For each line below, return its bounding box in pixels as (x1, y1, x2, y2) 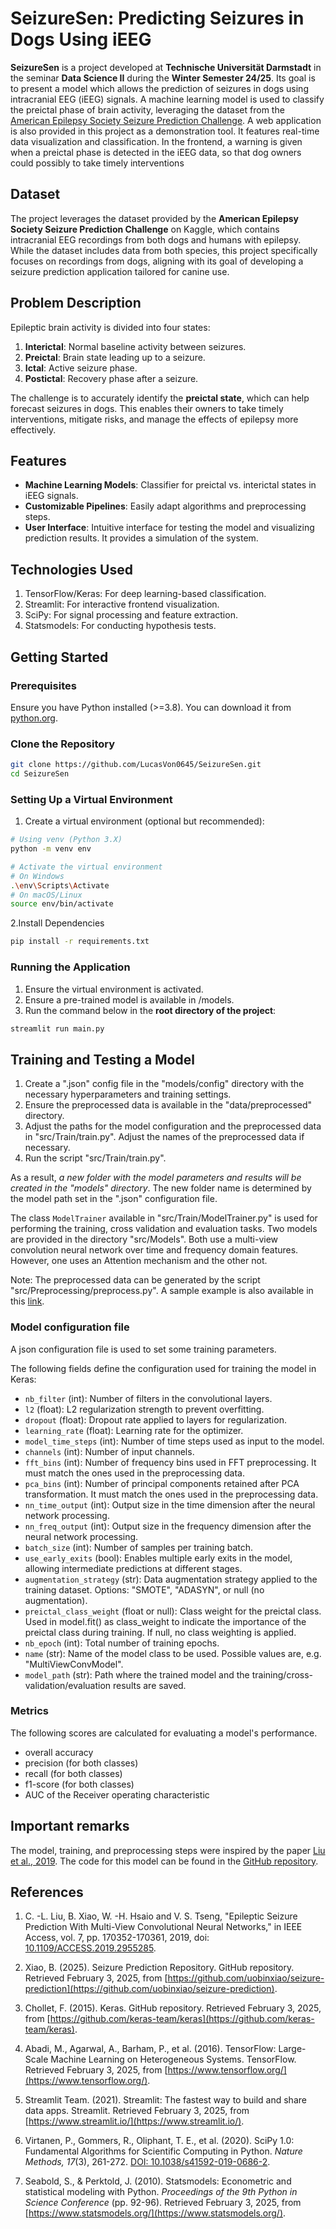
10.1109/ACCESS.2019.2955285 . (24, 1942, 157, 1954)
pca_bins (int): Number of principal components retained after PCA (24, 1477, 300, 1489)
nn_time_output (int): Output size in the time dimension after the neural (24, 1498, 316, 1511)
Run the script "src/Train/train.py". (24, 1152, 167, 1164)
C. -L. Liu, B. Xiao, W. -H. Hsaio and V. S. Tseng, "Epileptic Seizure (24, 1910, 298, 1922)
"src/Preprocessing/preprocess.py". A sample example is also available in (10, 1285, 314, 1297)
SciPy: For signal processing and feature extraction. (24, 609, 238, 621)
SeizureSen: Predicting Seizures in (10, 7, 305, 30)
